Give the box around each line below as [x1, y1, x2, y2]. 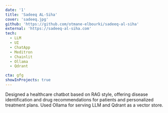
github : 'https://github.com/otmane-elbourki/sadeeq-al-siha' [5, 21, 139, 27]
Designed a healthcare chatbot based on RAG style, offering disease [5, 91, 148, 97]
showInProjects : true [5, 78, 51, 83]
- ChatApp [10, 45, 30, 50]
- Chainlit [10, 54, 33, 60]
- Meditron [10, 49, 33, 54]
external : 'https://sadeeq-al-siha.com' [5, 26, 92, 31]
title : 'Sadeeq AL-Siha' [5, 12, 58, 17]
